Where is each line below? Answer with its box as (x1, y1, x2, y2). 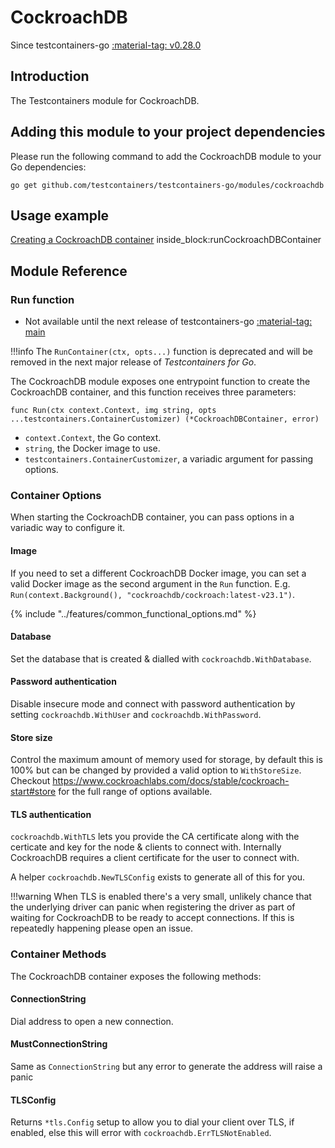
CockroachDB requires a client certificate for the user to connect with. (10, 852, 300, 864)
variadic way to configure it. (10, 522, 126, 534)
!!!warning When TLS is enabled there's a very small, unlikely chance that (10, 891, 312, 903)
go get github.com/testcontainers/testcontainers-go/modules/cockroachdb (10, 180, 325, 190)
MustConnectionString (10, 1038, 108, 1050)
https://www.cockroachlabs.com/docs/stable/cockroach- (52, 775, 290, 787)
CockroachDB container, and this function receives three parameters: (10, 386, 297, 398)
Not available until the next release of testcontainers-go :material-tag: (24, 316, 313, 328)
